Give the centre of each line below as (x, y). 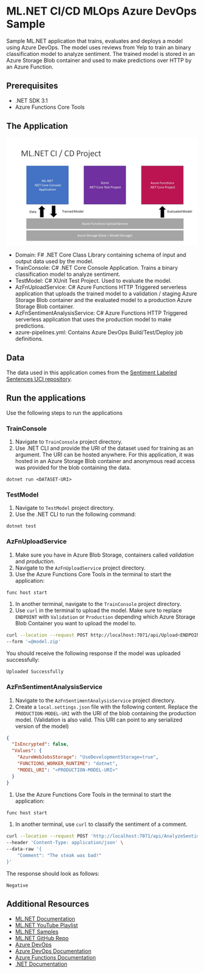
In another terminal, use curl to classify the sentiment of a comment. (101, 824)
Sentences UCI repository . (39, 379)
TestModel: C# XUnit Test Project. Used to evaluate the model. (93, 281)
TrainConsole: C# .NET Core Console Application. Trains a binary (96, 268)
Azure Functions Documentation (55, 957)
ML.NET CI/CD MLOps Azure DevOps (102, 11)
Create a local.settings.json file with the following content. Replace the (106, 707)
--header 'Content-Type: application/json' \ (65, 843)
